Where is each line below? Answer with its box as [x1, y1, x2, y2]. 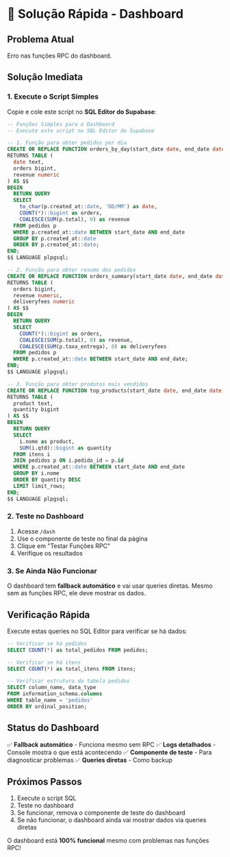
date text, [13, 159, 44, 166]
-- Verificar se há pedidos [7, 640, 88, 647]
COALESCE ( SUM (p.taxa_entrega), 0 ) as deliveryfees [19, 343, 167, 350]
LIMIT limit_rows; [13, 482, 66, 489]
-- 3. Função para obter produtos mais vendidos [7, 380, 149, 388]
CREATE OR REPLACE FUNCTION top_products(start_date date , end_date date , [7, 387, 225, 394]
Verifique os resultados [16, 549, 84, 557]
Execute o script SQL [16, 794, 77, 802]
